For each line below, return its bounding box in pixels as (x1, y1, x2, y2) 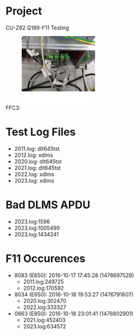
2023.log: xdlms (14, 177, 54, 184)
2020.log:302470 (23, 297, 66, 304)
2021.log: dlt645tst (14, 164, 61, 171)
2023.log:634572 (23, 323, 66, 330)
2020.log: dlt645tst (14, 157, 62, 165)
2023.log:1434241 (14, 230, 59, 238)
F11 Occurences (5, 252, 86, 265)
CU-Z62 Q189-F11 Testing (5, 24, 69, 31)
